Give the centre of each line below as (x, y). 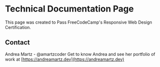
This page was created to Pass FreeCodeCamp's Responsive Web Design (79, 22)
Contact (17, 43)
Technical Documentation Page (70, 9)
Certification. (18, 27)
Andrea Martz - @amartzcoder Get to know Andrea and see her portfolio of (80, 54)
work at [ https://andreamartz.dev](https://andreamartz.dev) (65, 59)
